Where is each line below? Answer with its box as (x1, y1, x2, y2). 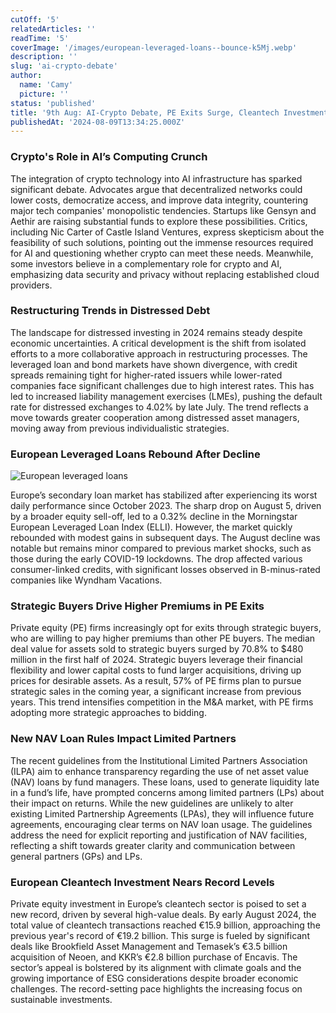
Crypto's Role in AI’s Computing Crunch (10, 150, 208, 164)
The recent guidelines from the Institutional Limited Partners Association (10, 754, 308, 766)
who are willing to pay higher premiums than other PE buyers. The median (10, 632, 316, 645)
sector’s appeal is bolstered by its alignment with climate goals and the (10, 962, 302, 974)
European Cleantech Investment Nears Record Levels (10, 875, 275, 889)
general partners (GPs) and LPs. (10, 850, 143, 862)
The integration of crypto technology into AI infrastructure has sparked (10, 172, 303, 185)
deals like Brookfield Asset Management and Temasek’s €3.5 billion (10, 941, 288, 953)
